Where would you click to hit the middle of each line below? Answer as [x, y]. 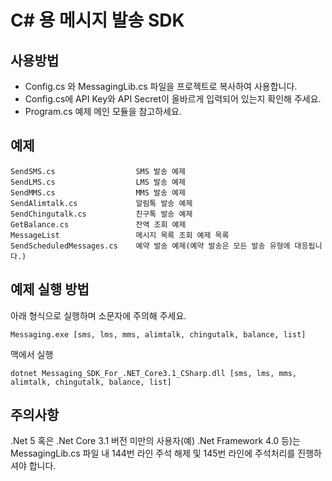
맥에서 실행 [32, 354]
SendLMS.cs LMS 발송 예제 [98, 182]
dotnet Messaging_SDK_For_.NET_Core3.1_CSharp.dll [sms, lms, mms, [154, 373]
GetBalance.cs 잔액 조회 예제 [98, 224]
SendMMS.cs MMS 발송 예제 [98, 192]
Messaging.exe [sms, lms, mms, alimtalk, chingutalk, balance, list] [158, 334]
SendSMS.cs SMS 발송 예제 [98, 171]
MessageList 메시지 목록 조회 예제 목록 [120, 235]
